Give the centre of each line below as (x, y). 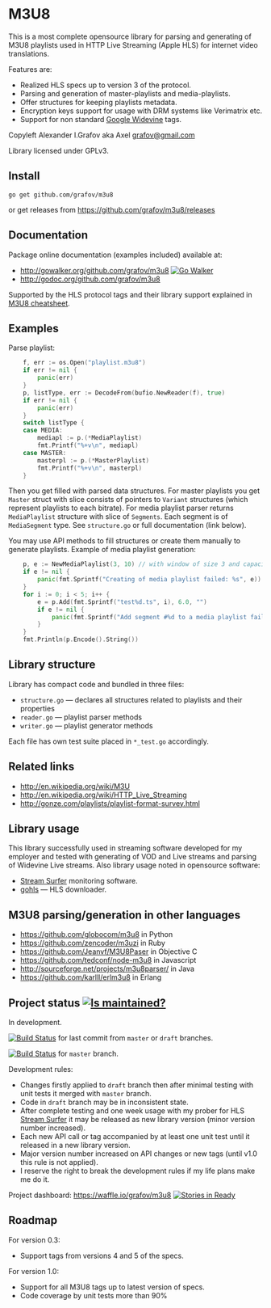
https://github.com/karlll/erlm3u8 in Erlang (91, 977)
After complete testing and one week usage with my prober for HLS (132, 1111)
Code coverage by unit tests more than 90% (94, 1295)
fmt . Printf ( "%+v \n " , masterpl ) (90, 468)
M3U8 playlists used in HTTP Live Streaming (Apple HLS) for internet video (133, 44)
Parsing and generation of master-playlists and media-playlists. (125, 93)
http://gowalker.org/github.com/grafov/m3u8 (94, 270)
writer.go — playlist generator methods (86, 725)
